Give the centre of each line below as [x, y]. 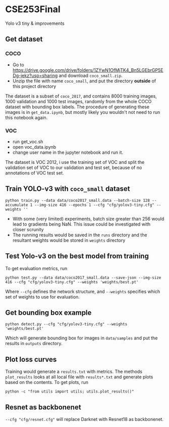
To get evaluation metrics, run [36, 268]
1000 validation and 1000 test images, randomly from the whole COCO [78, 101]
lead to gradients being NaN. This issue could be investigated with [81, 224]
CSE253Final [33, 9]
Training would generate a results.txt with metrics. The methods [74, 372]
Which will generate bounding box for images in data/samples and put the [81, 338]
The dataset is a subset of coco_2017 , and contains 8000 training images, [81, 96]
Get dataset [24, 39]
